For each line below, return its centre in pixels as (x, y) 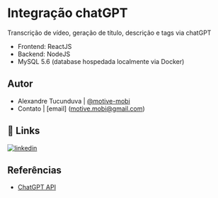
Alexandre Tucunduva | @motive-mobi (74, 101)
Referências (35, 170)
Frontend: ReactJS (45, 46)
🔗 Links (24, 131)
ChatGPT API (37, 187)
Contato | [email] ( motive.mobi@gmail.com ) (81, 109)
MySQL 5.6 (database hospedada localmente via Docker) (101, 61)
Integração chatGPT (68, 13)
